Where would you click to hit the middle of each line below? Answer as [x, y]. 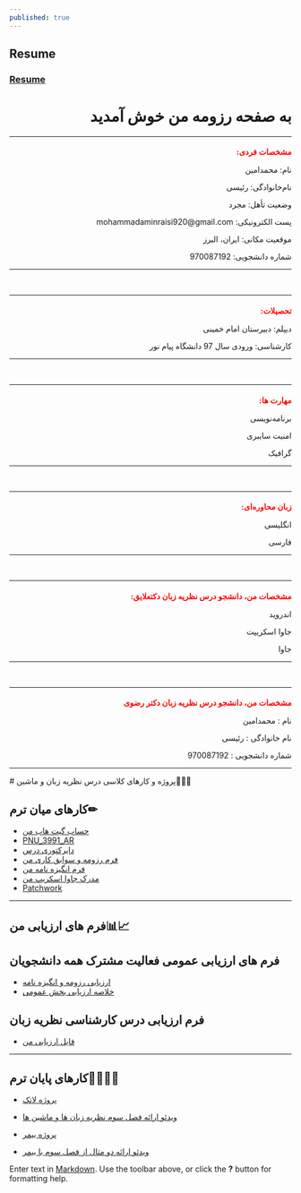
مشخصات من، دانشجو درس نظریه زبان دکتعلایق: [211, 596]
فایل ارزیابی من [48, 1042]
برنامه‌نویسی [271, 418]
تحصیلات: [276, 311]
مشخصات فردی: [264, 153]
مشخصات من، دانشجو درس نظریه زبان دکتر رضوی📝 [205, 704]
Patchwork [42, 888]
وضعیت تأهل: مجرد [260, 205]
